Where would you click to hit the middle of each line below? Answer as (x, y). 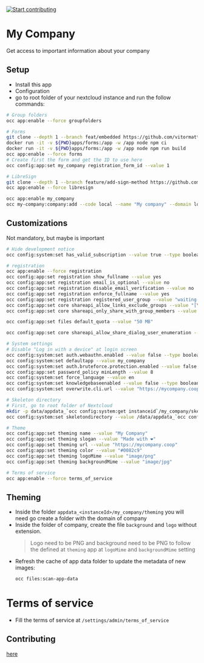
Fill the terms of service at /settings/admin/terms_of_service (92, 620)
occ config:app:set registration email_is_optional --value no (88, 283)
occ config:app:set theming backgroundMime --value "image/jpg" (89, 462)
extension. (28, 531)
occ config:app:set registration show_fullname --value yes (84, 277)
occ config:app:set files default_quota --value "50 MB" (80, 322)
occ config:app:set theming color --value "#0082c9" (74, 451)
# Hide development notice (40, 249)
